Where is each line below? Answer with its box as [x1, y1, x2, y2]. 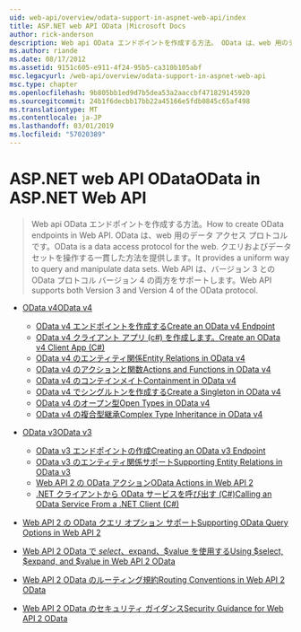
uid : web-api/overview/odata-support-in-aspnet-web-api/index [9, 13, 246, 22]
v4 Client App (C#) [35, 342, 106, 353]
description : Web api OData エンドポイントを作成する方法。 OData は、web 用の [9, 38, 288, 48]
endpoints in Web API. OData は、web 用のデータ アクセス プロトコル [30, 230, 288, 241]
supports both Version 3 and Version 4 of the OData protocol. [30, 285, 259, 295]
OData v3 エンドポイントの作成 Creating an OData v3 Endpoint [35, 445, 266, 456]
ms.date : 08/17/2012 [9, 55, 87, 64]
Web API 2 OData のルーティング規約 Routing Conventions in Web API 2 [21, 574, 285, 584]
